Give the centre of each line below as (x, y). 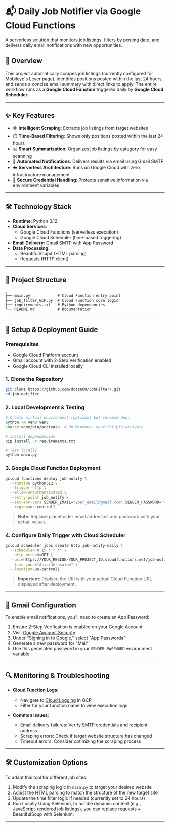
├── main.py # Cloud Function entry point (63, 296)
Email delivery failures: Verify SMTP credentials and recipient (84, 725)
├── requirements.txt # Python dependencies (55, 305)
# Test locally (21, 450)
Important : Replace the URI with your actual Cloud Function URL (85, 579)
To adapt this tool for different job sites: (46, 777)
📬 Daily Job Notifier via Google (73, 11)
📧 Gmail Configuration (41, 605)
